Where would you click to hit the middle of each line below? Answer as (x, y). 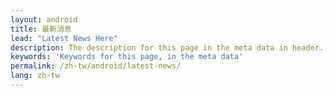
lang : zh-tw (35, 76)
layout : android (44, 19)
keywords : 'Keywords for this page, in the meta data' (127, 57)
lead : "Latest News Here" (64, 38)
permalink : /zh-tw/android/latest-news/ (96, 66)
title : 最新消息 (41, 29)
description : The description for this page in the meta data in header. (167, 47)
